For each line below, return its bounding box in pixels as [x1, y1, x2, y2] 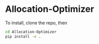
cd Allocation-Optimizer [5, 29, 57, 34]
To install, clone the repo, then [5, 20, 68, 26]
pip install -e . [5, 34, 41, 39]
